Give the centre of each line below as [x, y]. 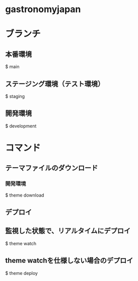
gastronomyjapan [43, 9]
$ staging [15, 96]
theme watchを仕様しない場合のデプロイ [69, 261]
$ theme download [25, 195]
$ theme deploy [21, 273]
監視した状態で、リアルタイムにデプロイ [68, 231]
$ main [12, 67]
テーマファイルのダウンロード [52, 168]
